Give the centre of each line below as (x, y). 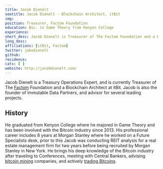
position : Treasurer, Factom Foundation (47, 23)
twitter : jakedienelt (27, 50)
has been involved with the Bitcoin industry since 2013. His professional (77, 130)
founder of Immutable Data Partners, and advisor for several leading (73, 93)
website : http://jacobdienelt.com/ (41, 69)
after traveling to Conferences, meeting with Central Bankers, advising (75, 156)
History (16, 113)
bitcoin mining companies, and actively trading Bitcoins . (61, 161)
